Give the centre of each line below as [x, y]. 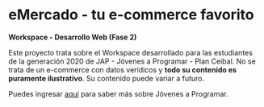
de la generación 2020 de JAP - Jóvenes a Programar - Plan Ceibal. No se [132, 61]
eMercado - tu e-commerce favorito [131, 15]
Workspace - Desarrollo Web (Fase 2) [73, 37]
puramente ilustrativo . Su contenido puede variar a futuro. [107, 78]
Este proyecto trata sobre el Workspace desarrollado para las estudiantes [130, 52]
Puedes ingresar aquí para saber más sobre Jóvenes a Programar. [118, 93]
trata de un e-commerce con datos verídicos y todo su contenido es [122, 69]
